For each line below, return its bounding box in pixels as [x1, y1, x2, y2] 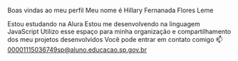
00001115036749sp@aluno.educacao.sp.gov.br [7, 45, 148, 54]
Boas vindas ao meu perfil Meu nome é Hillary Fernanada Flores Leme [7, 6, 214, 14]
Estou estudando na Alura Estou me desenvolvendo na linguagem [7, 20, 201, 28]
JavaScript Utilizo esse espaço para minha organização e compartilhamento [7, 28, 232, 35]
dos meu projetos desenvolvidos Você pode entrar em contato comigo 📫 [7, 35, 223, 43]
